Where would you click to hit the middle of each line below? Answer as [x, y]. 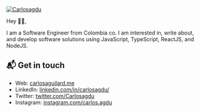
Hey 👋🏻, [16, 21]
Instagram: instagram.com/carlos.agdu [63, 102]
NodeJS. [17, 46]
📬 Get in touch [35, 66]
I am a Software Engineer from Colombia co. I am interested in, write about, [100, 33]
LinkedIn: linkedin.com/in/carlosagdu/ [62, 89]
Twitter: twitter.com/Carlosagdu [55, 96]
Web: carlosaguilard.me [45, 83]
